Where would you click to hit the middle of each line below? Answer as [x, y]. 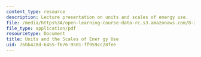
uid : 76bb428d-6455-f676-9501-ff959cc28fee [61, 45]
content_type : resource [36, 12]
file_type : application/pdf [41, 28]
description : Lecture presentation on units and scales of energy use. [97, 17]
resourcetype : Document [36, 34]
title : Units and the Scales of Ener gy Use [63, 39]
